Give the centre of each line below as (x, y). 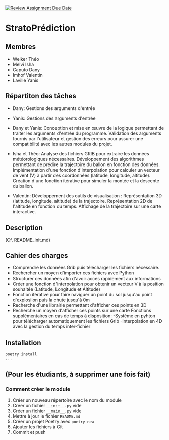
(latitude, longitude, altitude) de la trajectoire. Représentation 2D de (82, 201)
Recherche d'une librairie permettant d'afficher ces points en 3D (79, 305)
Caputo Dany (26, 70)
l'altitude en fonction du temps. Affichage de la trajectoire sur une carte (87, 206)
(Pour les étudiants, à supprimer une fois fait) (78, 375)
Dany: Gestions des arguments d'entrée (54, 108)
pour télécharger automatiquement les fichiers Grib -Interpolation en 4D (87, 321)
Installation (23, 342)
